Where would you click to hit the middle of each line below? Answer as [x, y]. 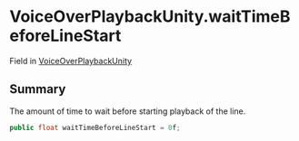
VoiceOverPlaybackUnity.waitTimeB [150, 17]
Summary [38, 89]
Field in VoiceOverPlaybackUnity [71, 61]
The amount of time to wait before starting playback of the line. [128, 111]
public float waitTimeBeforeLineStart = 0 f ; [95, 127]
